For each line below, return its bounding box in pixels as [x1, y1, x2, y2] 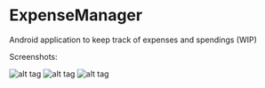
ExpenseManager [9, 5, 143, 26]
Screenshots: [9, 51, 58, 62]
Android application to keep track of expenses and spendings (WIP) [9, 34, 258, 45]
